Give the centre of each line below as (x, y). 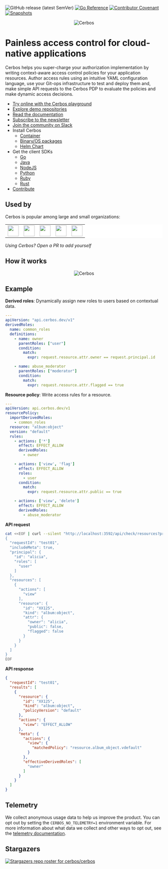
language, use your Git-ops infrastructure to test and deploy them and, (78, 83)
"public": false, (45, 627)
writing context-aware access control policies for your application (73, 73)
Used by (18, 204)
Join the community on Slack (42, 125)
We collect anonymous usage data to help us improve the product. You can (82, 817)
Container (30, 136)
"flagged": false (45, 631)
